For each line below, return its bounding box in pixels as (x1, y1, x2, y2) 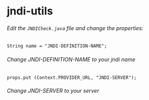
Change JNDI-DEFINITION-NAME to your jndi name (7, 55, 136, 63)
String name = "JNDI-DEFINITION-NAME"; (7, 43, 107, 49)
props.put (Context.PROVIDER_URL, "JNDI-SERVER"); (7, 74, 137, 81)
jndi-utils (7, 4, 53, 18)
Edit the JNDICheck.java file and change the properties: (7, 24, 144, 31)
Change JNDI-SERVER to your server (7, 87, 100, 95)
